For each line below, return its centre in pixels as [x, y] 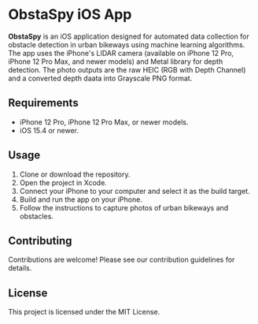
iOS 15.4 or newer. [49, 130]
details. [20, 268]
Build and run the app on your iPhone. [81, 199]
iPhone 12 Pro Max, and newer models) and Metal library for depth [116, 61]
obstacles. [36, 216]
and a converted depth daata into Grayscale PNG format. [100, 78]
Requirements [43, 103]
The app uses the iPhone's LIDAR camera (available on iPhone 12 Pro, [121, 53]
